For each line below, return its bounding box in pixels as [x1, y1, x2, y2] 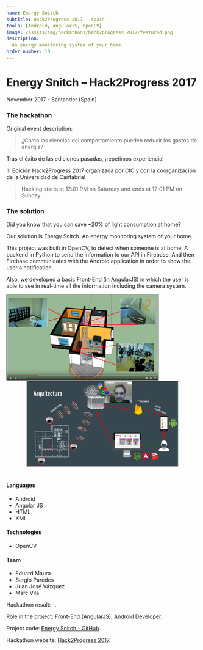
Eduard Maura [15, 570, 51, 577]
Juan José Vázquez [15, 583, 65, 590]
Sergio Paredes [15, 576, 54, 583]
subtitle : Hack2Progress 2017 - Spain [6, 16, 105, 23]
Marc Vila [15, 590, 40, 597]
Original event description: [6, 125, 73, 133]
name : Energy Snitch [6, 10, 59, 16]
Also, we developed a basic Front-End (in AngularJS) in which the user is [6, 276, 189, 283]
